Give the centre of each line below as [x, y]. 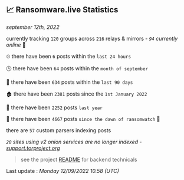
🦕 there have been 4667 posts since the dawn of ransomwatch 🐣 [83, 119]
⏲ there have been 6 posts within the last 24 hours [69, 56]
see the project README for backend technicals [79, 159]
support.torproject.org [33, 148]
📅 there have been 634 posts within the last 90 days [70, 82]
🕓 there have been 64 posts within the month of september [77, 68]
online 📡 [16, 45]
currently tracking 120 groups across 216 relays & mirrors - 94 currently [92, 38]
